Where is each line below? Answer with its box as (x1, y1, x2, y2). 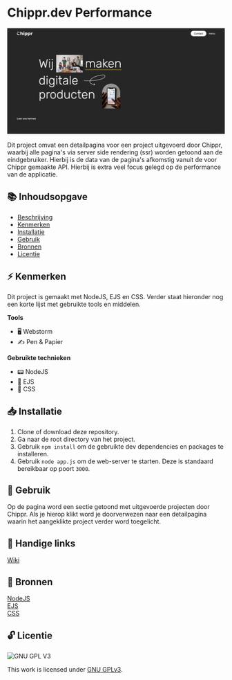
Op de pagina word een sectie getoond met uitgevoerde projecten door (7, 503, 210, 511)
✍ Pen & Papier (17, 337, 64, 346)
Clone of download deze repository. (17, 427, 119, 436)
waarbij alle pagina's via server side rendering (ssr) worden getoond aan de (7, 148, 223, 156)
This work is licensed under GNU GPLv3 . (7, 665, 123, 673)
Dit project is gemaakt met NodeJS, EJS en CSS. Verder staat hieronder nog (7, 292, 224, 301)
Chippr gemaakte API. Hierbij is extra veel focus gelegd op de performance (7, 163, 221, 171)
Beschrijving (17, 213, 53, 221)
